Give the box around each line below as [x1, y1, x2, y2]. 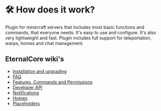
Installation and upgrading [12, 68, 67, 74]
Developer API [12, 84, 43, 90]
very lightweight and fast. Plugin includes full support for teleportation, [5, 35, 152, 41]
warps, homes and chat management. [5, 40, 84, 46]
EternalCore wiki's [5, 55, 64, 64]
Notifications [12, 89, 39, 96]
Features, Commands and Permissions [12, 79, 93, 85]
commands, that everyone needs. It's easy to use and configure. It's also [5, 29, 156, 35]
